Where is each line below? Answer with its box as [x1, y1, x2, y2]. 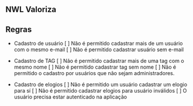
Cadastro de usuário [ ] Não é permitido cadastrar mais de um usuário [13, 40, 183, 47]
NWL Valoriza [5, 5, 57, 15]
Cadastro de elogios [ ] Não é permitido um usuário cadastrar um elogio [13, 81, 188, 88]
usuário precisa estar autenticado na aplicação [13, 93, 127, 101]
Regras [5, 24, 32, 34]
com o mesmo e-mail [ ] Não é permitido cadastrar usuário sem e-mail [13, 46, 184, 53]
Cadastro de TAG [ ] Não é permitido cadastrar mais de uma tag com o [13, 58, 185, 65]
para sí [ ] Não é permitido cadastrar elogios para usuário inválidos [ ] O [13, 87, 187, 94]
